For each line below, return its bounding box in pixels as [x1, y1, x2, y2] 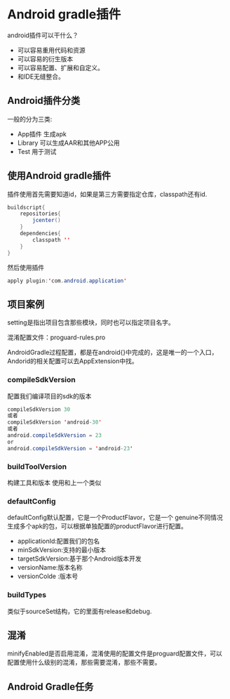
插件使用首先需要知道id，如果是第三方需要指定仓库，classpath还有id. [7, 190, 208, 198]
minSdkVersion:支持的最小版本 [17, 546, 107, 554]
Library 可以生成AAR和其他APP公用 [17, 138, 121, 147]
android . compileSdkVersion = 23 [7, 432, 102, 439]
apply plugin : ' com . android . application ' [7, 277, 128, 285]
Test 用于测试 [17, 147, 57, 155]
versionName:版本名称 [17, 563, 83, 572]
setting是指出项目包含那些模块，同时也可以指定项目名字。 [7, 318, 175, 327]
